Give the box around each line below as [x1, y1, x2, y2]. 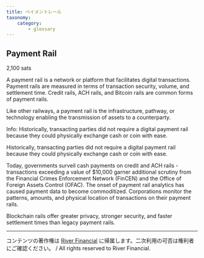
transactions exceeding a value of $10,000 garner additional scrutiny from [6, 168, 191, 176]
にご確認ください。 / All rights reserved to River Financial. [6, 245, 151, 252]
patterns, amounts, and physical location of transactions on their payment [6, 194, 191, 202]
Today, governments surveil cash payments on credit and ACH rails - [6, 162, 178, 169]
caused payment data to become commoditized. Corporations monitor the [6, 188, 192, 195]
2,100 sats [6, 64, 32, 72]
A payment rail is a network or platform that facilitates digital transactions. [6, 76, 191, 84]
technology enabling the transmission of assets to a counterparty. [6, 114, 171, 121]
